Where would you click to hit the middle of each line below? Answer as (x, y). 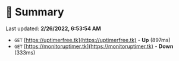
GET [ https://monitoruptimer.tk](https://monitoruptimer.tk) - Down (94, 46)
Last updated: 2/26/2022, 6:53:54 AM (54, 28)
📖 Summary (35, 12)
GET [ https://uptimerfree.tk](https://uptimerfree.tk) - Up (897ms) (92, 40)
